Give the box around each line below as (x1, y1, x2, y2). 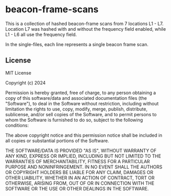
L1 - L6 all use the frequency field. (5, 31, 77, 37)
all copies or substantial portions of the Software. (5, 137, 109, 144)
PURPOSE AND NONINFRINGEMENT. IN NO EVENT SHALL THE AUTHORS (5, 164, 163, 170)
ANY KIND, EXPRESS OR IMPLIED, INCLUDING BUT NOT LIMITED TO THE (5, 153, 161, 159)
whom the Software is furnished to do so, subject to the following (5, 117, 143, 123)
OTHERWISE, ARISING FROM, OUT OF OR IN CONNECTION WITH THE (5, 180, 155, 186)
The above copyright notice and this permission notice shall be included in (5, 132, 162, 138)
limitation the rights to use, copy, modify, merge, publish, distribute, (5, 106, 147, 112)
